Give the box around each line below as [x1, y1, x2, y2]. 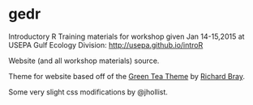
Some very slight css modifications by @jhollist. [8, 86, 169, 97]
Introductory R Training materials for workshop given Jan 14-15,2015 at [8, 31, 245, 41]
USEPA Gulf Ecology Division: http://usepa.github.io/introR [8, 40, 204, 49]
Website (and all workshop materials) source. [8, 56, 160, 65]
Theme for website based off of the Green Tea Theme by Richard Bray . [8, 71, 246, 81]
